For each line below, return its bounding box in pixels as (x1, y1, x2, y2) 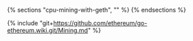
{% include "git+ (7, 19, 54, 27)
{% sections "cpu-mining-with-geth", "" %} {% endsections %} (7, 6, 187, 14)
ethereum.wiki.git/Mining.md (7, 27, 88, 34)
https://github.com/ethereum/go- (53, 19, 148, 27)
